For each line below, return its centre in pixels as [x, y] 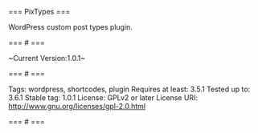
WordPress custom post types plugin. [70, 27]
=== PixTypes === [39, 12]
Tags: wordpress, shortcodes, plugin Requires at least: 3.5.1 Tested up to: [129, 89]
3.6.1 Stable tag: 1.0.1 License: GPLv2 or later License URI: [103, 98]
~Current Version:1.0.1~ [47, 58]
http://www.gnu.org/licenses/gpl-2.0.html [77, 106]
